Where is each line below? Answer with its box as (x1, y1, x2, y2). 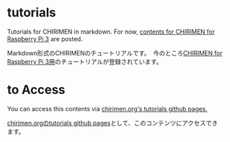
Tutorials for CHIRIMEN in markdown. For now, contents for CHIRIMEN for (7, 27, 215, 36)
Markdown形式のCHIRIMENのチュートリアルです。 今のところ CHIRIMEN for (7, 49, 223, 57)
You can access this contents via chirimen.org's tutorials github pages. (7, 104, 208, 113)
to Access (7, 82, 66, 97)
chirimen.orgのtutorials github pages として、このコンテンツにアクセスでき (7, 119, 218, 127)
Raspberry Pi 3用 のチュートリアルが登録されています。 (7, 57, 163, 66)
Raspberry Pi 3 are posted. (7, 34, 83, 43)
